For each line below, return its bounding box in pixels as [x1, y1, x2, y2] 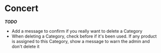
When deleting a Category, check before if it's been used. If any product [11, 33, 157, 39]
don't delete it [11, 43, 40, 49]
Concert [4, 3, 38, 14]
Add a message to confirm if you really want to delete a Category [11, 28, 143, 34]
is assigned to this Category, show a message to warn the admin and [11, 38, 150, 44]
